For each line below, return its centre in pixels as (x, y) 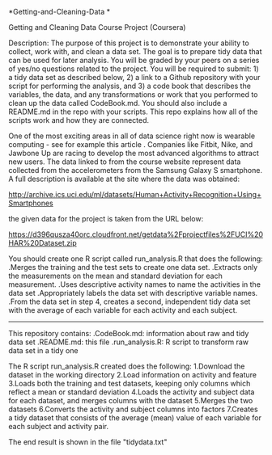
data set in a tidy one (43, 350)
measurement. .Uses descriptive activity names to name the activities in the (135, 284)
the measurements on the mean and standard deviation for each (115, 276)
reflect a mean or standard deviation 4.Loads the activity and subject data (132, 392)
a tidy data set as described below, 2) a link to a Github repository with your (134, 77)
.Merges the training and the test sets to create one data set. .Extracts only (133, 267)
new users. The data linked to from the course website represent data (125, 162)
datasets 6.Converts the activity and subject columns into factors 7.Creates (133, 409)
